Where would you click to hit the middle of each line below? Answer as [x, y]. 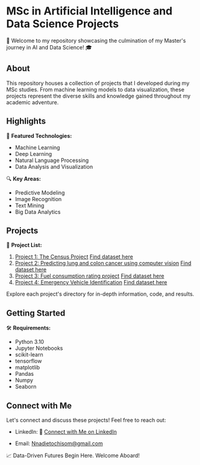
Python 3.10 [29, 342]
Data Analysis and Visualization [54, 166]
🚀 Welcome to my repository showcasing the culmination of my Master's [96, 40]
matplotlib [27, 367]
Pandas [24, 374]
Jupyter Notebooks [39, 348]
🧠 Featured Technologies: [39, 136]
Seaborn [26, 387]
